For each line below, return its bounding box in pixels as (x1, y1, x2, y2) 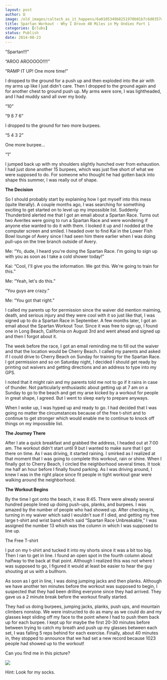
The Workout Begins (5, 486, 49, 492)
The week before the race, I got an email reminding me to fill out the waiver (5, 343, 159, 349)
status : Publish (5, 30, 39, 35)
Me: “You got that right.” (5, 297, 55, 303)
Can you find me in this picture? (5, 650, 71, 656)
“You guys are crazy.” (5, 287, 50, 294)
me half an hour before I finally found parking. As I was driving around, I (5, 466, 153, 472)
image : (5, 16, 19, 21)
